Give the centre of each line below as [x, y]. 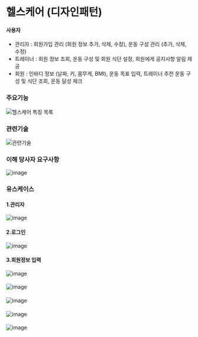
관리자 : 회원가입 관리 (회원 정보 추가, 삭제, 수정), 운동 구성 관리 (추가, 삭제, [101, 44]
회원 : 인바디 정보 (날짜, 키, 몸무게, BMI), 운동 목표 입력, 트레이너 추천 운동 [100, 74]
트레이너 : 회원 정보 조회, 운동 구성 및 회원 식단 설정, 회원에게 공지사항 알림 [100, 59]
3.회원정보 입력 [24, 260]
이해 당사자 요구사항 [33, 159]
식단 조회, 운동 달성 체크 [55, 81]
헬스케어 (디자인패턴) [54, 12]
